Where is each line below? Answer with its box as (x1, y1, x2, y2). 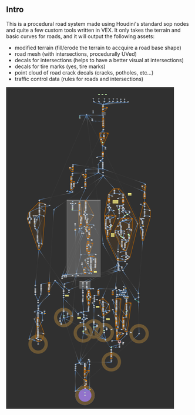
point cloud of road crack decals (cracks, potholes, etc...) (14, 69, 154, 76)
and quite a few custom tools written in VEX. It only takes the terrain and (6, 26, 181, 33)
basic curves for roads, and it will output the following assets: (6, 32, 154, 40)
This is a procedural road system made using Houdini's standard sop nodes (6, 20, 189, 27)
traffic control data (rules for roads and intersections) (14, 75, 144, 82)
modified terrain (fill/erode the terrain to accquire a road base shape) (14, 44, 182, 51)
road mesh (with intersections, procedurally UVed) (14, 50, 137, 58)
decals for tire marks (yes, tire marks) (14, 63, 106, 70)
